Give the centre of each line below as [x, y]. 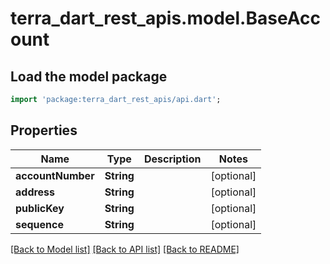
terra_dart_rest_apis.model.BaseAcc [165, 18]
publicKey [40, 208]
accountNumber [55, 175]
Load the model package [89, 76]
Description [172, 159]
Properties [44, 130]
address [35, 192]
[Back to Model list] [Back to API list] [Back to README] [125, 249]
